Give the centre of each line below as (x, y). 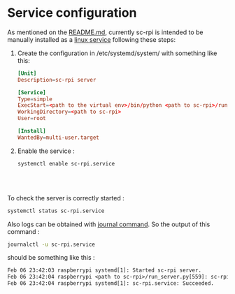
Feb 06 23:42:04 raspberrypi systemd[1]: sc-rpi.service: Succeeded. (111, 284)
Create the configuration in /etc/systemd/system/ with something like (117, 53)
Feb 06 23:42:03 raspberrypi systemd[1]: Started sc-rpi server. (104, 270)
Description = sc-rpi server (57, 80)
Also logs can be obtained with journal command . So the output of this (109, 224)
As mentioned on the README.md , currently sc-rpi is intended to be (105, 32)
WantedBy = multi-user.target (58, 138)
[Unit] (27, 73)
